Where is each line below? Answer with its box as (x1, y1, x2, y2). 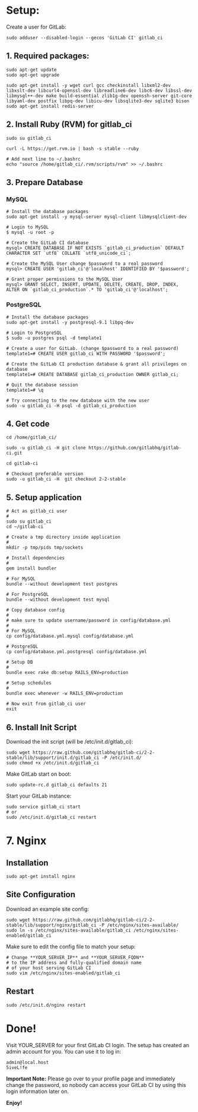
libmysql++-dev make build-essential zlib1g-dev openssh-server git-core (6, 93, 193, 99)
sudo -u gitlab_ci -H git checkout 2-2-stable (6, 476, 126, 482)
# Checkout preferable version (6, 471, 84, 477)
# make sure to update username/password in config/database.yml (6, 617, 171, 624)
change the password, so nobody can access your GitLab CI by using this (6, 1081, 187, 1088)
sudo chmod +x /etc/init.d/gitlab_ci (6, 760, 100, 766)
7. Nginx (6, 834, 47, 848)
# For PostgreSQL (6, 592, 49, 598)
